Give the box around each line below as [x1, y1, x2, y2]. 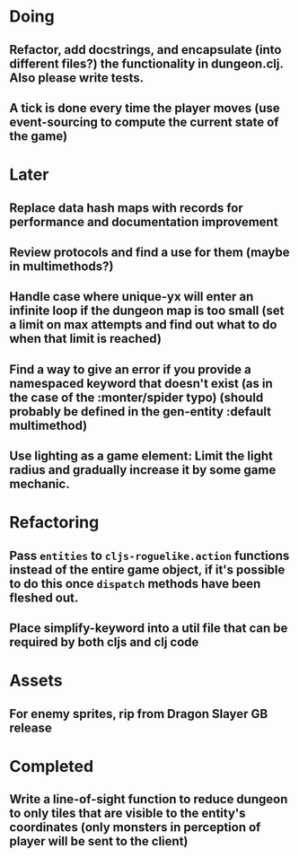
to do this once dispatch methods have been [9, 576, 261, 591]
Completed [9, 756, 94, 776]
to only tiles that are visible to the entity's [9, 806, 246, 821]
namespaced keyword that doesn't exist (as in [9, 375, 274, 391]
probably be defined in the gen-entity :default [9, 404, 272, 419]
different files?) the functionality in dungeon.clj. [9, 56, 284, 71]
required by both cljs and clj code [9, 635, 199, 650]
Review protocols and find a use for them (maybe [9, 244, 290, 259]
